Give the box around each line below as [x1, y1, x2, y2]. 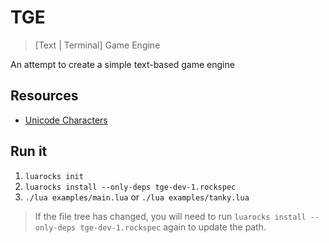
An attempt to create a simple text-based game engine [10, 58, 235, 70]
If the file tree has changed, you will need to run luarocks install [34, 210, 307, 222]
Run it [10, 143, 48, 160]
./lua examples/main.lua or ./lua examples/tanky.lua [24, 191, 250, 203]
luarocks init [24, 171, 84, 181]
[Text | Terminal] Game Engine [34, 39, 161, 51]
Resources [10, 87, 79, 105]
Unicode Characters [24, 114, 108, 126]
